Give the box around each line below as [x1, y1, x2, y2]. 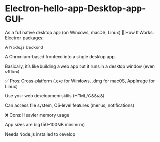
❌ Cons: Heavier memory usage [5, 112, 70, 118]
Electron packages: [5, 35, 44, 41]
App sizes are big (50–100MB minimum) [5, 121, 85, 127]
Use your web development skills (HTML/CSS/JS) [5, 93, 105, 98]
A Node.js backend [5, 44, 43, 50]
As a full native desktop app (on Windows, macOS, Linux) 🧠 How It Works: [5, 29, 154, 35]
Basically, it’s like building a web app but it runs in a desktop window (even [5, 63, 155, 69]
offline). [5, 68, 21, 74]
